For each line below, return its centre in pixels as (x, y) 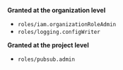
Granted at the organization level (57, 10)
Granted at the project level (48, 45)
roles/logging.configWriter (59, 32)
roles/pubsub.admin (46, 59)
